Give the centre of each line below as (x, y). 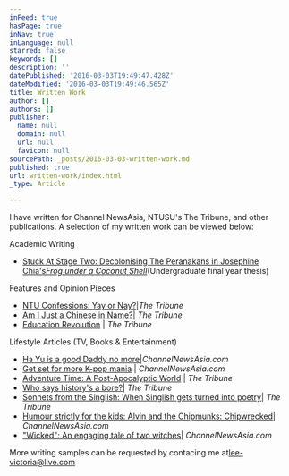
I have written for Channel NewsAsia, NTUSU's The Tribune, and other (139, 217)
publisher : (30, 117)
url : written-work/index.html (66, 175)
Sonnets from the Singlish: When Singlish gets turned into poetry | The (151, 397)
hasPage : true (36, 26)
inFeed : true (34, 17)
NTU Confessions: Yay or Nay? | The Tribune (102, 306)
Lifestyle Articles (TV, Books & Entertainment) (93, 342)
